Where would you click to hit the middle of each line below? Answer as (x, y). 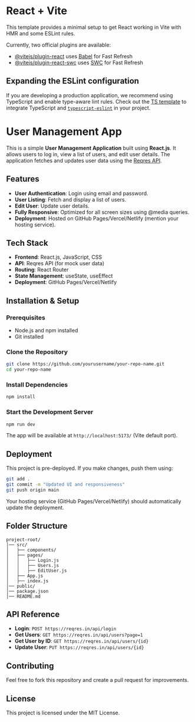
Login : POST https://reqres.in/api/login (65, 628)
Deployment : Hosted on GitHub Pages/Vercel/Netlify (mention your (96, 218)
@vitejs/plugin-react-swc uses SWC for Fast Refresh (79, 62)
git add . (18, 479)
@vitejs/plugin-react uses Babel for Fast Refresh (74, 56)
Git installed (29, 337)
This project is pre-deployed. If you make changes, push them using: (90, 468)
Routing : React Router (42, 270)
